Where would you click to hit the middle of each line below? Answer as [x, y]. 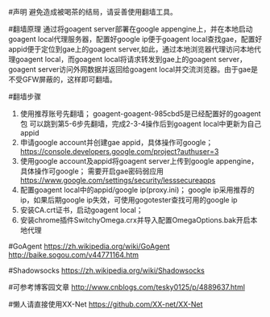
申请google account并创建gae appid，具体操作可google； [116, 142]
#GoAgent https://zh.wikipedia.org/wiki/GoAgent [89, 246]
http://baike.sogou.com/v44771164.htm [74, 255]
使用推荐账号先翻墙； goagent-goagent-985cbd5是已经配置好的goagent [140, 114]
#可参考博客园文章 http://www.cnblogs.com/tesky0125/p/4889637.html [127, 287]
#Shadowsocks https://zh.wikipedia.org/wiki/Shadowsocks [107, 270]
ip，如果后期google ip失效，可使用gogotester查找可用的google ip [129, 200]
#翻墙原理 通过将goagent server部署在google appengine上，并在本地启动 [131, 29]
